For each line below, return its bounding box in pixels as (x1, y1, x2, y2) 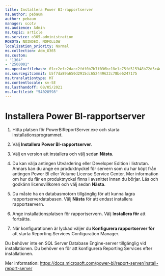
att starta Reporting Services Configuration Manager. (12, 231, 120, 237)
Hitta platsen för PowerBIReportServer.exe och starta (12, 127, 120, 133)
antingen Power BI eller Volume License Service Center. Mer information (12, 171, 159, 177)
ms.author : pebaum (5, 12, 43, 17)
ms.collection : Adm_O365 (5, 48, 56, 53)
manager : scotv (5, 21, 36, 26)
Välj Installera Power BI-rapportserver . (12, 141, 92, 147)
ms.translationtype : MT (5, 76, 54, 81)
